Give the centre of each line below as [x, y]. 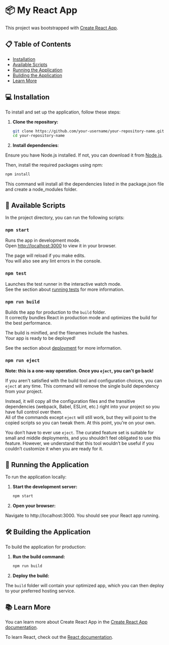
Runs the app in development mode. [43, 240]
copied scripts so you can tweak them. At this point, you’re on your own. [80, 423]
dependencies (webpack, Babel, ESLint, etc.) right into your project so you [82, 407]
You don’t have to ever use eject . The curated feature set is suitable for [79, 433]
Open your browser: [34, 506]
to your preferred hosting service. [40, 591]
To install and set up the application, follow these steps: [63, 112]
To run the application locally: [36, 477]
